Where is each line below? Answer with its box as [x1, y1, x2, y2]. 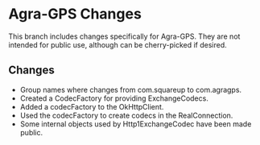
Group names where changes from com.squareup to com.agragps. [19, 85, 242, 94]
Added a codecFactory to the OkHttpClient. [19, 101, 164, 111]
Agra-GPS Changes [8, 5, 142, 23]
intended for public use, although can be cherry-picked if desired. [8, 39, 227, 49]
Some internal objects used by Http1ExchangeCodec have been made [19, 118, 252, 129]
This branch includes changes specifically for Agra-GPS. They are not [8, 31, 241, 41]
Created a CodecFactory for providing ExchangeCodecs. [19, 93, 209, 103]
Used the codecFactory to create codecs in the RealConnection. [19, 110, 233, 120]
